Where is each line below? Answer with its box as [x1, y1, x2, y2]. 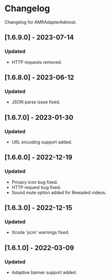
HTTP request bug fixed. [11, 184, 61, 190]
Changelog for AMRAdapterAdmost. [4, 19, 77, 25]
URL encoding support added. [11, 139, 73, 145]
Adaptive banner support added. [11, 270, 77, 276]
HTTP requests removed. [11, 59, 62, 65]
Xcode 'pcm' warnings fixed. [11, 230, 70, 235]
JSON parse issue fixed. [11, 99, 60, 105]
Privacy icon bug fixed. [11, 179, 58, 185]
